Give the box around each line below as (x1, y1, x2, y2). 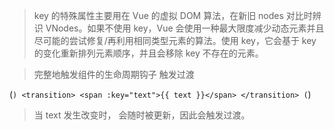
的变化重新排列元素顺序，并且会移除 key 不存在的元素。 (33, 47, 264, 59)
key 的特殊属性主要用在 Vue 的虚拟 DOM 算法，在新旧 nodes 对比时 (33, 10, 313, 21)
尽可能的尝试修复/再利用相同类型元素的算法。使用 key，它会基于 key (33, 35, 317, 46)
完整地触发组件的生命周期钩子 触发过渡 (33, 69, 195, 80)
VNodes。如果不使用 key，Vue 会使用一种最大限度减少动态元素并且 (45, 22, 325, 34)
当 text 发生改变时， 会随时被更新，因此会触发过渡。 (33, 109, 251, 121)
